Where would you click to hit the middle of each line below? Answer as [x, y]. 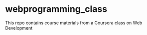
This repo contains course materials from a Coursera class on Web [74, 23]
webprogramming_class [56, 9]
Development [19, 28]
